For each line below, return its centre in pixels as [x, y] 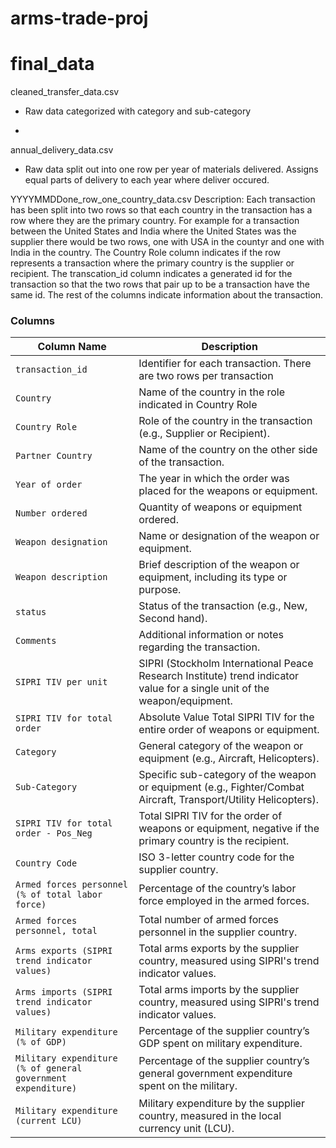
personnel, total [56, 931]
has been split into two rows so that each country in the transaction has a [161, 210]
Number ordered [51, 513]
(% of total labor [59, 895]
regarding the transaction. [199, 647]
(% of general [49, 1068]
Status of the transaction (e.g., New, [223, 606]
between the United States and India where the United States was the [153, 231]
